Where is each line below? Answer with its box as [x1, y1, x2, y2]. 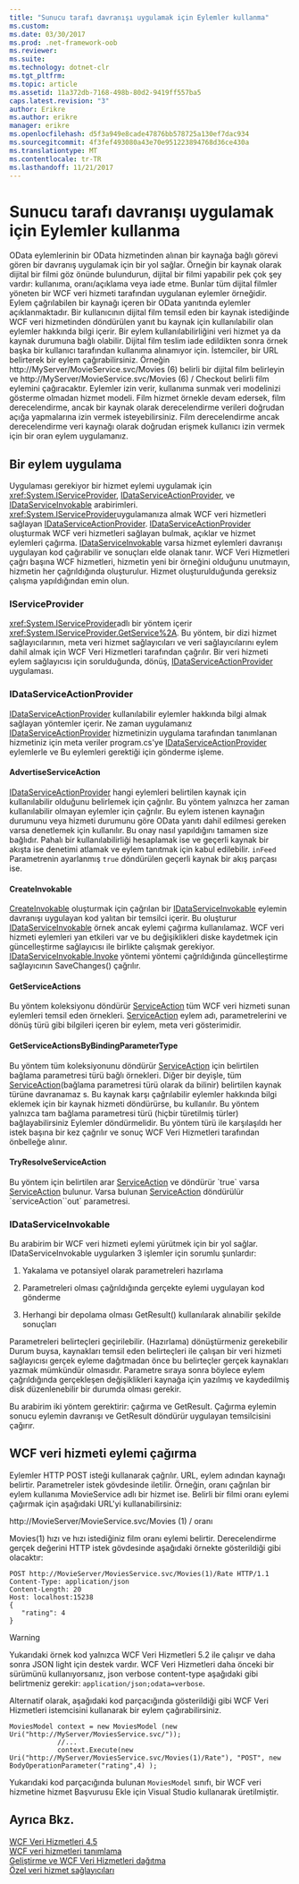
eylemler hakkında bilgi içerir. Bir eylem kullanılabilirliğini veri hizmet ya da [9, 326, 281, 337]
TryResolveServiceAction [9, 1156, 107, 1168]
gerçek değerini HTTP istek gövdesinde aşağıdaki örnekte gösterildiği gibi [9, 1542, 281, 1553]
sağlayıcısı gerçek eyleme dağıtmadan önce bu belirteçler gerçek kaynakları [9, 1355, 288, 1366]
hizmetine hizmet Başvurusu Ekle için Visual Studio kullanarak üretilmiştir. [9, 1786, 279, 1797]
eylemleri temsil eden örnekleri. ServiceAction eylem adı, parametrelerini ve [9, 1010, 287, 1021]
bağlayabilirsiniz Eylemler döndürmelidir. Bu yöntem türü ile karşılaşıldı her [9, 1117, 283, 1128]
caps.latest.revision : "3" [9, 96, 110, 106]
